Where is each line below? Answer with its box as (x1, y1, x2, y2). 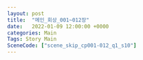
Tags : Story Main (7, 36, 57, 43)
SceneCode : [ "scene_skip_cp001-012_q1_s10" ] (7, 42, 137, 49)
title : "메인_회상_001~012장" (7, 17, 89, 23)
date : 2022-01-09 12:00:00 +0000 (7, 23, 109, 30)
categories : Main (7, 29, 57, 37)
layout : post (7, 10, 45, 17)
